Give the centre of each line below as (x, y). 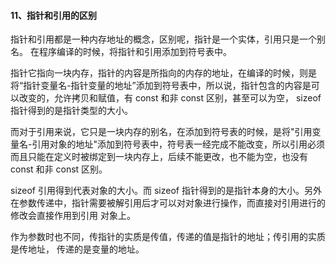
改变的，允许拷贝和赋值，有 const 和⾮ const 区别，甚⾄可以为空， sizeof (170, 98)
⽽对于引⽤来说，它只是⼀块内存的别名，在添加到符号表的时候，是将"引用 (161, 132)
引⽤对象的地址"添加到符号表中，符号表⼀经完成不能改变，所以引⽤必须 (178, 144)
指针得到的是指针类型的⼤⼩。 (71, 111)
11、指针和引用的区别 (54, 15)
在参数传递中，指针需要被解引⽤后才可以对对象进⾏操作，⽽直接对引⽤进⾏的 (168, 203)
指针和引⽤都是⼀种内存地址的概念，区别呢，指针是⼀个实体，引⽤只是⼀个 (163, 39)
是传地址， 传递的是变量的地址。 (77, 249)
